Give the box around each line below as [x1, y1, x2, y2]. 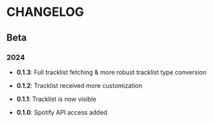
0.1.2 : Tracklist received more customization [16, 81, 143, 90]
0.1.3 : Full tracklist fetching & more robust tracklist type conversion [16, 68, 207, 76]
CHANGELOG [6, 4, 84, 20]
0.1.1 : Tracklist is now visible [16, 95, 97, 103]
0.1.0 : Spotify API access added [16, 108, 108, 116]
